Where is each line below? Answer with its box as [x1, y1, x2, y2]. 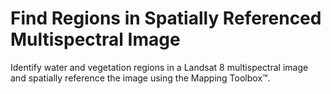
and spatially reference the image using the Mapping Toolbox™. [10, 72, 271, 84]
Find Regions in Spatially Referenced [10, 7, 322, 30]
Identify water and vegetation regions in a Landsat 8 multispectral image [10, 61, 309, 73]
